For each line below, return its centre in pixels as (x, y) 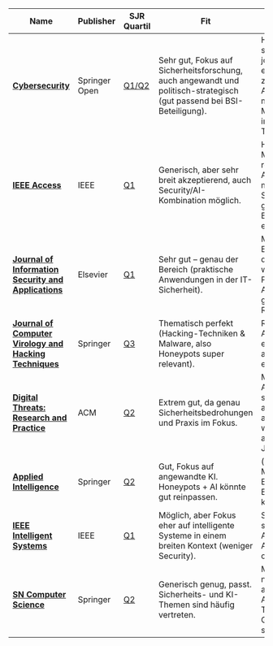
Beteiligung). (182, 111)
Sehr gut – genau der (198, 259)
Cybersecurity (41, 86)
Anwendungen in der (198, 280)
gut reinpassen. (188, 497)
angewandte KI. (188, 477)
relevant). (176, 364)
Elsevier (93, 274)
